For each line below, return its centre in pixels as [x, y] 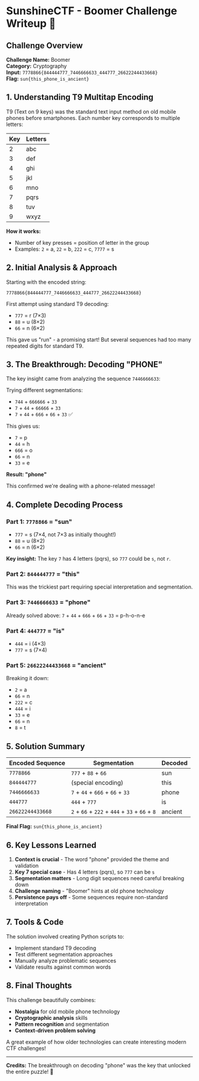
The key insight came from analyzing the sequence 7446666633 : [84, 379]
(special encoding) [97, 783]
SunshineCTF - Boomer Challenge [92, 11]
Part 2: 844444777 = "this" [43, 574]
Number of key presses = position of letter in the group [82, 242]
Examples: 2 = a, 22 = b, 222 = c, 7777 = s [64, 249]
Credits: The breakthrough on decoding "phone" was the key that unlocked [98, 1065]
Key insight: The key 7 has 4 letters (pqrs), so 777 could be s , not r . [89, 559]
